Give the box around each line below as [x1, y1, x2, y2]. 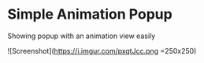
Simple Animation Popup [7, 5, 172, 23]
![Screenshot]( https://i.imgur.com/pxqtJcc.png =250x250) [7, 46, 197, 55]
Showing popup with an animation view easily [7, 31, 156, 40]
